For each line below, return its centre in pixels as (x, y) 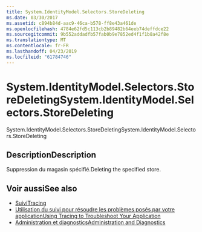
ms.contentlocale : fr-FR (37, 46)
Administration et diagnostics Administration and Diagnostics (90, 222)
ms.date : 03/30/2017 (32, 18)
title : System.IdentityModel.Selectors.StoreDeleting (76, 12)
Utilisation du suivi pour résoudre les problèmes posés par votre (95, 210)
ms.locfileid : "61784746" (39, 57)
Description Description (51, 155)
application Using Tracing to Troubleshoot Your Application (88, 216)
